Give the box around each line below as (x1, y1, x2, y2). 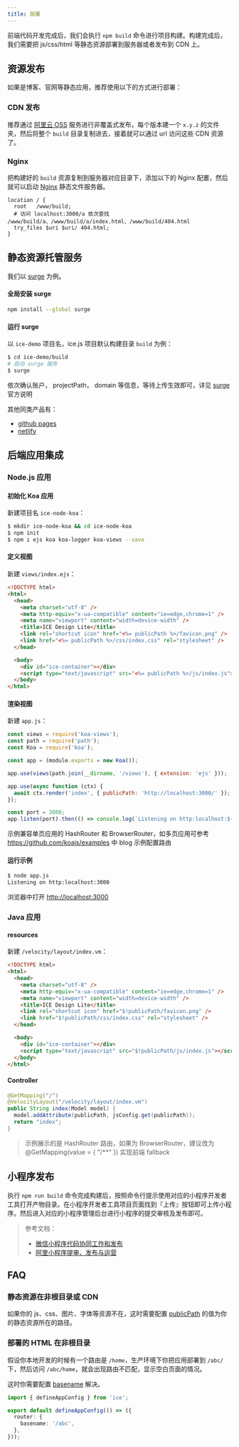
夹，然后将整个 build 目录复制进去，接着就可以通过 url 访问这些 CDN (7, 129, 210, 138)
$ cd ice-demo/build (7, 354, 69, 361)
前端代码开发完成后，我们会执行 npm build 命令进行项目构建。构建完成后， (7, 31, 227, 39)
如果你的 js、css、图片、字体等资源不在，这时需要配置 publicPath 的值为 (7, 1309, 221, 1318)
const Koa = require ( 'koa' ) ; (7, 744, 94, 752)
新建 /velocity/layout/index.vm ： (7, 947, 108, 956)
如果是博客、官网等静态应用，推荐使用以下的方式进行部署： (7, 83, 182, 91)
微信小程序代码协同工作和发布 (35, 1239, 123, 1248)
